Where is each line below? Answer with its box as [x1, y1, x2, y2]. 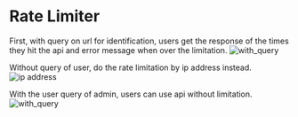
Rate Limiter [9, 6, 101, 27]
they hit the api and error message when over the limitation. [9, 44, 228, 55]
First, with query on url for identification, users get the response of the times [9, 35, 289, 46]
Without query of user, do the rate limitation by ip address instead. [9, 62, 252, 73]
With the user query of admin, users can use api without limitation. [9, 89, 253, 99]
